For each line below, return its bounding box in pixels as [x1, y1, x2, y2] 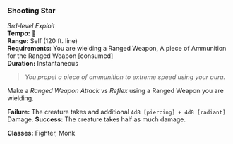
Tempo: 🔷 [7, 29, 37, 37]
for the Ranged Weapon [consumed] [7, 52, 114, 60]
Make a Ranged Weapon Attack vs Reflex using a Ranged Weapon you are [7, 87, 224, 95]
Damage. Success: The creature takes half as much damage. [7, 115, 186, 124]
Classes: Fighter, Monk [7, 129, 76, 138]
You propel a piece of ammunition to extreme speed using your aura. [24, 73, 226, 81]
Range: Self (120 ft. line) [7, 37, 78, 45]
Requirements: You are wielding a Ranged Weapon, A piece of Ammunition [7, 44, 227, 53]
